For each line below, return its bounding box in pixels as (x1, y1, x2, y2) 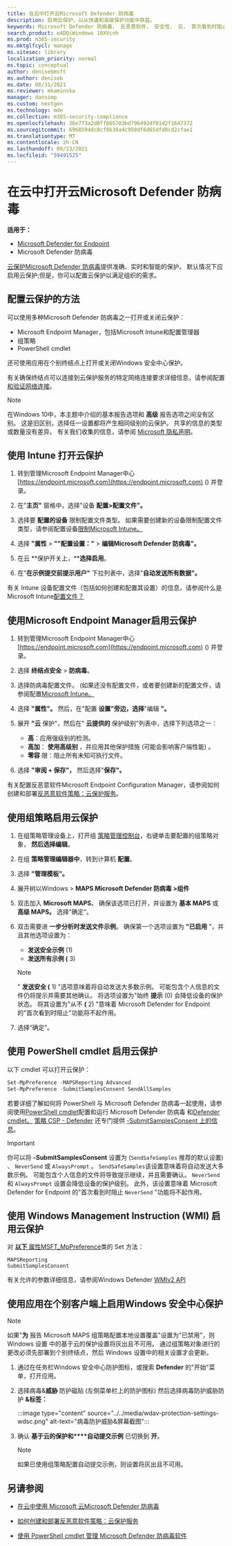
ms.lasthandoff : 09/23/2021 (7, 146, 88, 153)
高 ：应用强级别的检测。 (27, 734, 95, 742)
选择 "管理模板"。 (17, 869, 69, 878)
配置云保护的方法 (7, 293, 80, 305)
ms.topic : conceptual (7, 62, 70, 69)
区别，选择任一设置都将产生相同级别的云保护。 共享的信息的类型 (39, 419, 222, 427)
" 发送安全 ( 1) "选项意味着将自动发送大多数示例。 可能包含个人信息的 (17, 982, 214, 991)
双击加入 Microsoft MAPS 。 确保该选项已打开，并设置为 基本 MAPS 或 (17, 899, 219, 907)
